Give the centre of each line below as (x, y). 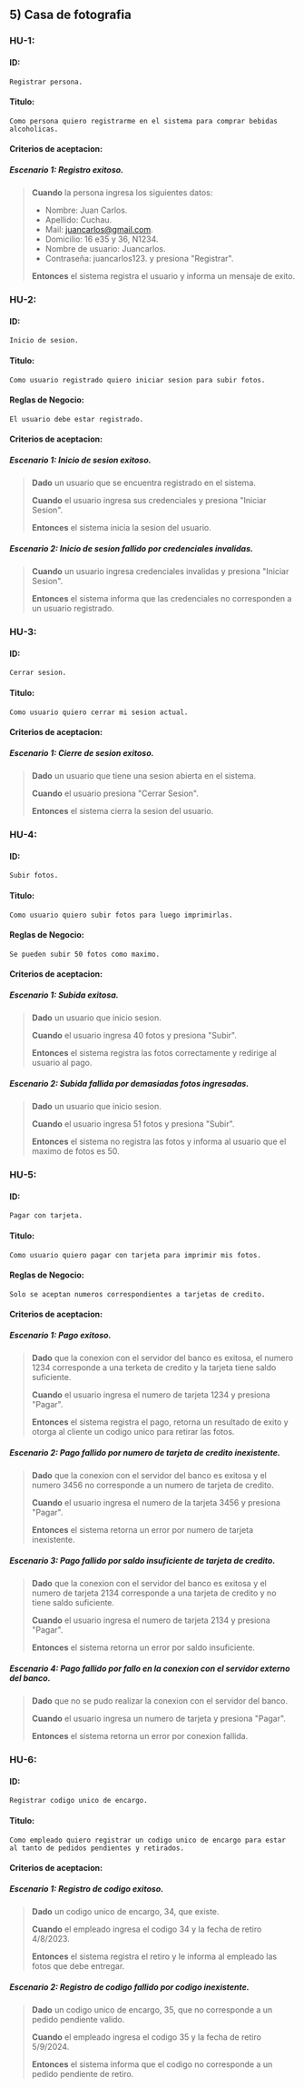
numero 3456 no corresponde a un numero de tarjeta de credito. (152, 1486)
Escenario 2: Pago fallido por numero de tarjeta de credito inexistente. (145, 1452)
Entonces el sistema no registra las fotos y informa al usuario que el (159, 1142)
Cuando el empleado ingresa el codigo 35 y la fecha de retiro (146, 2037)
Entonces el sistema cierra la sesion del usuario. (123, 811)
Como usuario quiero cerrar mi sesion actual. (99, 712)
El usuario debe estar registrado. (77, 419)
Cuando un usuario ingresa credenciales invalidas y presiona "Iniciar (160, 572)
